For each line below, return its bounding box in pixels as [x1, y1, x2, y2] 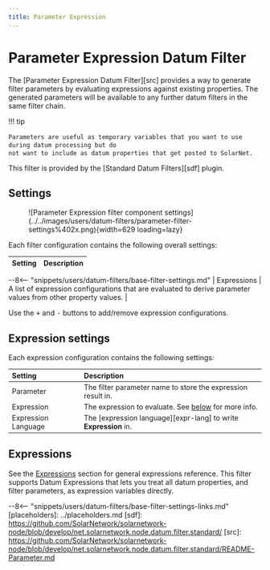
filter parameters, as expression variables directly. [8, 486, 174, 495]
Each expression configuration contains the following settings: [8, 353, 215, 363]
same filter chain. [8, 100, 66, 110]
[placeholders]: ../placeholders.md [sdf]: [8, 510, 143, 519]
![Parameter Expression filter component [28, 207, 163, 217]
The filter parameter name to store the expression [84, 382, 248, 392]
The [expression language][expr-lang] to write [84, 413, 239, 423]
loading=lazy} [137, 225, 183, 235]
